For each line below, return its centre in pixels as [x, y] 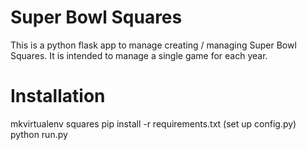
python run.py [39, 134]
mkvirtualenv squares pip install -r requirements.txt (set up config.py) [153, 123]
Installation [58, 96]
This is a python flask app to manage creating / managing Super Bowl [153, 45]
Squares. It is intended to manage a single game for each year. [139, 55]
